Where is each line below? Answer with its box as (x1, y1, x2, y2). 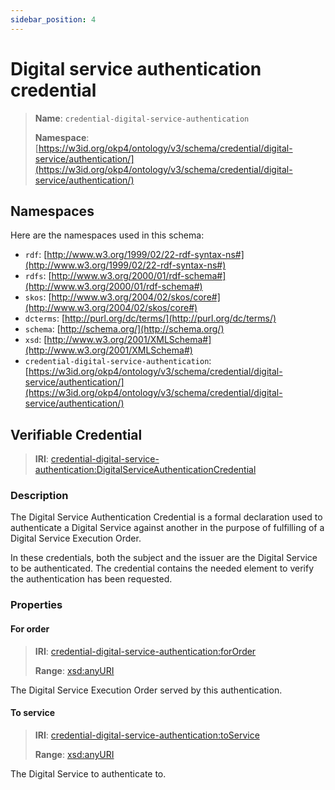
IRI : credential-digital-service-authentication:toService (34, 729, 260, 741)
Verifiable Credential (10, 426, 143, 443)
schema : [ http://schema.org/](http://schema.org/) (24, 323, 225, 335)
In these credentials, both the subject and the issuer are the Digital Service (10, 552, 318, 564)
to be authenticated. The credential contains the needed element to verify (10, 562, 315, 575)
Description (10, 489, 69, 503)
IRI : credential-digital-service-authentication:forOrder (34, 645, 257, 657)
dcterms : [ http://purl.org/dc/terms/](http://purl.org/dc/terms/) (24, 312, 277, 325)
